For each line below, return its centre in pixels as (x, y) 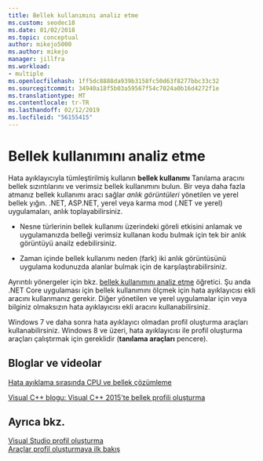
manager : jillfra (37, 60)
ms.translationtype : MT (47, 96)
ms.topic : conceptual (44, 37)
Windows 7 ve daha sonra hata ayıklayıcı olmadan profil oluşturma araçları (128, 321)
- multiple (26, 74)
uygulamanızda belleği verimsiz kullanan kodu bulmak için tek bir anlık (133, 234)
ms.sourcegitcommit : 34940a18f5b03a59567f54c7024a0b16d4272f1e (114, 88)
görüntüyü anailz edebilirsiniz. (68, 243)
